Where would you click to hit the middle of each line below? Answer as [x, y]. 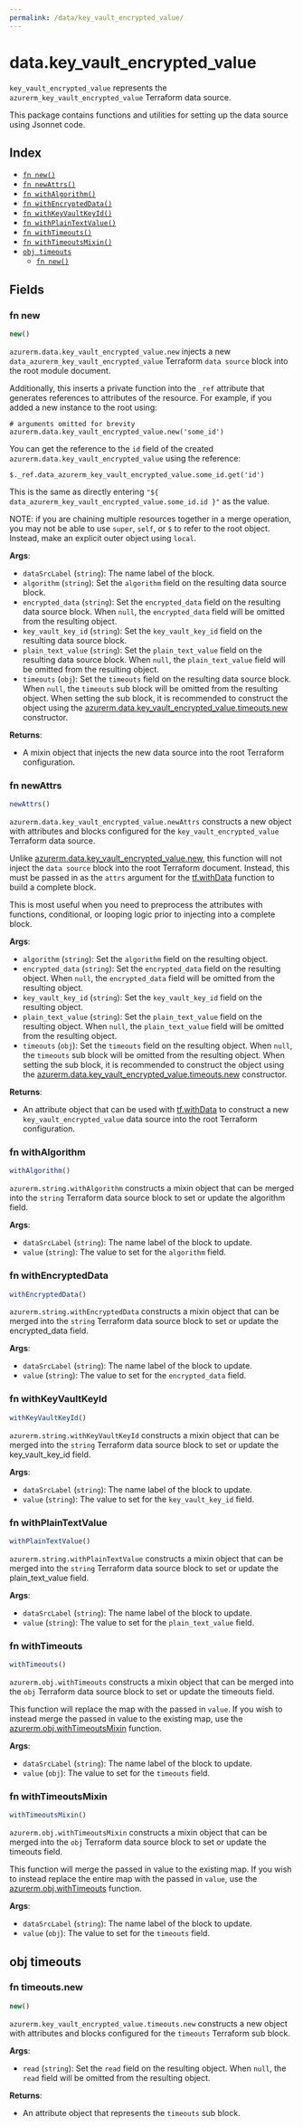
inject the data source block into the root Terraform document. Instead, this [150, 868]
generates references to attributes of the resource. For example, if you [141, 397]
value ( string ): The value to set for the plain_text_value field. [138, 1622]
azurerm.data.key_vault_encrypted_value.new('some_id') [117, 432]
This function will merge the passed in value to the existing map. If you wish [151, 1869]
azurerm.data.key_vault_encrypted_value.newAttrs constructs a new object [151, 822]
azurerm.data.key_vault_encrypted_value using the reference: [125, 458]
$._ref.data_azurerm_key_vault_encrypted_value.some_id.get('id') [137, 475]
